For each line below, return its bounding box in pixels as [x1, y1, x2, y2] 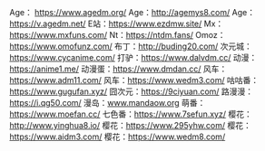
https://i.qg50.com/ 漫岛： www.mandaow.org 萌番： [9, 98, 206, 108]
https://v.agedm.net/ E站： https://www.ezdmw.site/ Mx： [9, 18, 224, 29]
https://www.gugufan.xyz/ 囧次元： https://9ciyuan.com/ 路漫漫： [9, 86, 254, 97]
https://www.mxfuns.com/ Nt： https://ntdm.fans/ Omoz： [9, 30, 226, 40]
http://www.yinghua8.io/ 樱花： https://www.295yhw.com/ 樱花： [9, 120, 251, 130]
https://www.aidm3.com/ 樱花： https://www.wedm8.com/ [9, 131, 226, 142]
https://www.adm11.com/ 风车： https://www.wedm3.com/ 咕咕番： [9, 75, 260, 85]
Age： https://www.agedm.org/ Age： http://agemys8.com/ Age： [9, 7, 256, 17]
